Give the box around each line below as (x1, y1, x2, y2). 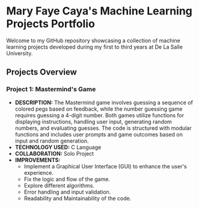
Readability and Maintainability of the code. (23, 194, 132, 202)
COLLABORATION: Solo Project (14, 150, 94, 157)
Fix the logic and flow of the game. (23, 176, 110, 183)
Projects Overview (6, 67, 77, 78)
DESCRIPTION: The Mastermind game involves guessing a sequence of (14, 99, 194, 106)
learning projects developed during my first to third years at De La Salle (6, 43, 183, 50)
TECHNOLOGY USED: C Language (14, 143, 102, 151)
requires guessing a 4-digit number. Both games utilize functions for (14, 111, 185, 118)
